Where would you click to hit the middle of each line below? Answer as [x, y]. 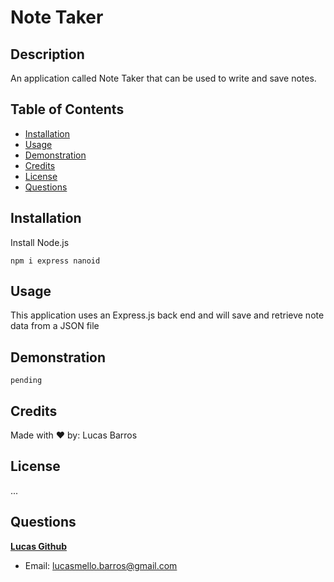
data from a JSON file [55, 326]
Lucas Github [39, 546]
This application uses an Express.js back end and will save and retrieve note [167, 315]
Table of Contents [67, 109]
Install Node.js [40, 242]
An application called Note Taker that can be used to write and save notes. [163, 78]
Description [47, 54]
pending [26, 381]
